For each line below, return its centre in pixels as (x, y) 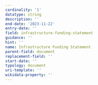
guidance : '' (19, 38)
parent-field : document (30, 51)
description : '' (22, 19)
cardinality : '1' (23, 10)
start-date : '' (21, 61)
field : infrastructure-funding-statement (49, 33)
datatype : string (23, 14)
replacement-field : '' (29, 56)
